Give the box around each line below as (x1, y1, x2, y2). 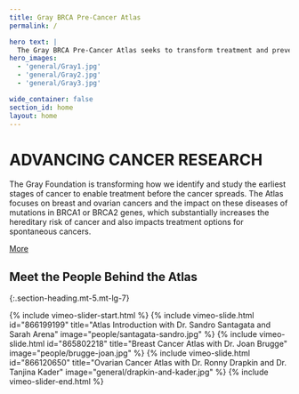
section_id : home (9, 103, 74, 112)
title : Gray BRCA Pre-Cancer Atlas (9, 12, 141, 22)
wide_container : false (9, 94, 93, 103)
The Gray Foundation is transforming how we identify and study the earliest (9, 179, 287, 189)
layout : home (9, 111, 58, 120)
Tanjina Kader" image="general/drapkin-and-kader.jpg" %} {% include (9, 366, 269, 378)
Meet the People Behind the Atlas (9, 269, 198, 285)
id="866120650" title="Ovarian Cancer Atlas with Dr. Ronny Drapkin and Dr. (9, 358, 287, 368)
